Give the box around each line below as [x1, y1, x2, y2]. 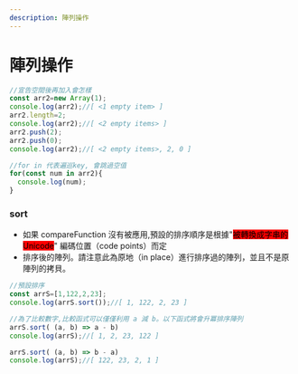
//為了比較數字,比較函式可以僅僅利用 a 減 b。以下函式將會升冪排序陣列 [9, 314, 244, 323]
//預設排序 [9, 282, 45, 291]
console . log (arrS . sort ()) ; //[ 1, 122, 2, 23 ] [9, 298, 188, 308]
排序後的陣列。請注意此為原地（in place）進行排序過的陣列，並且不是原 [22, 252, 290, 263]
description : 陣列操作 [9, 13, 89, 23]
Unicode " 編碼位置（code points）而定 [22, 241, 167, 252]
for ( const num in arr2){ [9, 169, 103, 178]
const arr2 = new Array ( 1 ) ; [9, 94, 107, 103]
